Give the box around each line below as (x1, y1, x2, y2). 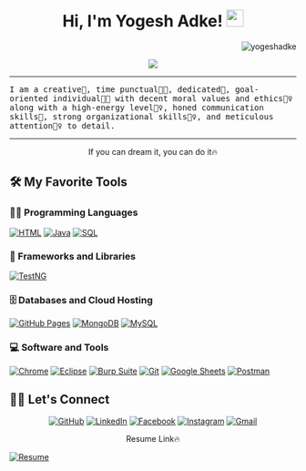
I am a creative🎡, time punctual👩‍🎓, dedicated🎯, (9, 84, 230, 95)
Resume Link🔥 (126, 434, 180, 445)
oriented (9, 93, 48, 104)
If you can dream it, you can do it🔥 (87, 146, 219, 157)
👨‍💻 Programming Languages (9, 206, 138, 219)
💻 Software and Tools (9, 342, 109, 354)
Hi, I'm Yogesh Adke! (62, 11, 223, 32)
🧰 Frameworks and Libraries (9, 250, 137, 262)
